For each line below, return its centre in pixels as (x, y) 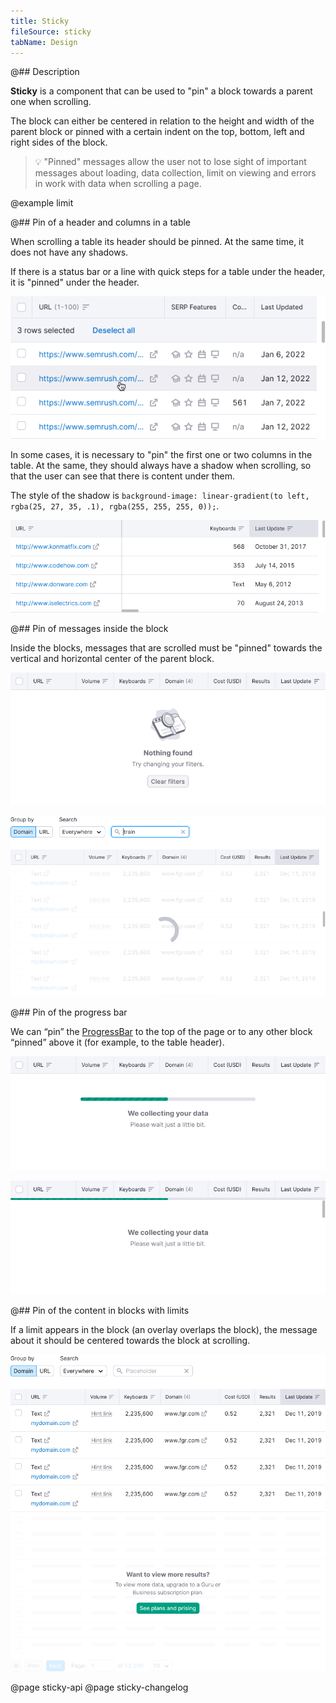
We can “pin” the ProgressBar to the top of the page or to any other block (161, 1032)
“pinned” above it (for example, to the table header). (117, 1042)
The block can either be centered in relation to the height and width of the (162, 121)
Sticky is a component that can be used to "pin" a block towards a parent (161, 91)
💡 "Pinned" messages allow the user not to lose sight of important (170, 162)
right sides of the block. (59, 142)
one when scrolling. (51, 102)
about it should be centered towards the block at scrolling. (130, 1341)
